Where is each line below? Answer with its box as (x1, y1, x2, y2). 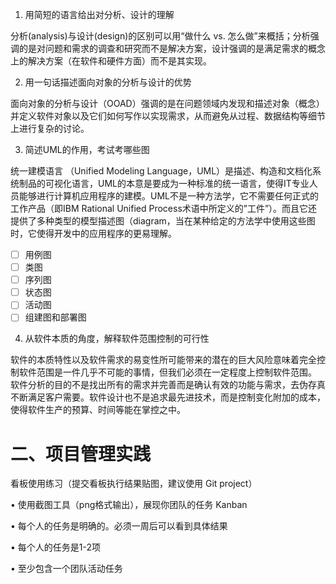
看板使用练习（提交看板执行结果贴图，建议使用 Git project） (10, 478, 258, 490)
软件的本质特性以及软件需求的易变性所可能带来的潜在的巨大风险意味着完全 (10, 354, 317, 366)
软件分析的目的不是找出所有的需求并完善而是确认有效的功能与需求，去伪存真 (10, 379, 326, 391)
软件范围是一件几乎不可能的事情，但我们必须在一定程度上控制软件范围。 (18, 366, 317, 378)
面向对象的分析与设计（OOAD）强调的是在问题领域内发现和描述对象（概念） (10, 98, 325, 109)
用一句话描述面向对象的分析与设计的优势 (24, 76, 192, 88)
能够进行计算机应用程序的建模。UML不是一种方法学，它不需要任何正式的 (18, 190, 319, 202)
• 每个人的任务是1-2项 (10, 541, 102, 553)
